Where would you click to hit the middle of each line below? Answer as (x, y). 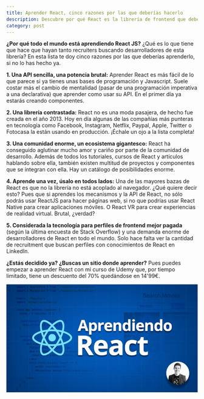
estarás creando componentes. (46, 101)
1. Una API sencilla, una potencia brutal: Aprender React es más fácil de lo (100, 75)
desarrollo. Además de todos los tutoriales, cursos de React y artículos (95, 157)
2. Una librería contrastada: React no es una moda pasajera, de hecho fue (100, 113)
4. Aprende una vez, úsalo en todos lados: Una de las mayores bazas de (98, 181)
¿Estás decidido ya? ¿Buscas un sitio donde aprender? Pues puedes (93, 263)
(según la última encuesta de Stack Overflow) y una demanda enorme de (98, 232)
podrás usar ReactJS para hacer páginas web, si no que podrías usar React (101, 201)
